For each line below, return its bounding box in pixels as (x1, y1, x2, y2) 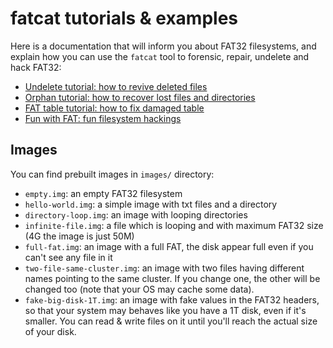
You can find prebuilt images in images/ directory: (10, 168, 215, 180)
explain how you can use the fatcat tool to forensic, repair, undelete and (10, 50, 310, 62)
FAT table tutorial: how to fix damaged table (24, 102, 205, 114)
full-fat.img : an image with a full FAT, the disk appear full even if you (24, 240, 314, 252)
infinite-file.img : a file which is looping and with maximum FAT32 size (24, 219, 324, 231)
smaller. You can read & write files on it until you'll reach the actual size (24, 315, 318, 327)
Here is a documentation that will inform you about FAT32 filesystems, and (10, 40, 317, 52)
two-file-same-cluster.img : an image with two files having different (24, 262, 305, 274)
